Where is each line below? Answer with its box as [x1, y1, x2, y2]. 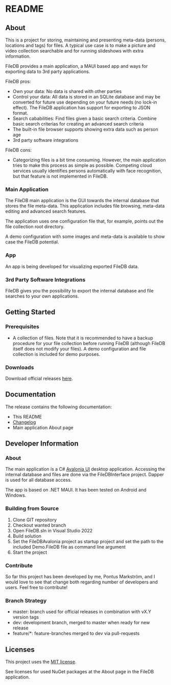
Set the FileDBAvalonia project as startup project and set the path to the [12, 538, 164, 544]
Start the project [12, 549, 47, 555]
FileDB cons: [5, 147, 32, 153]
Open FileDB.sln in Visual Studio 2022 [12, 527, 93, 533]
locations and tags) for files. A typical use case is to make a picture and [5, 42, 156, 48]
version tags [12, 614, 39, 620]
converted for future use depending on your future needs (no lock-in [12, 99, 157, 105]
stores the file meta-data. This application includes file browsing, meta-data [5, 203, 165, 209]
